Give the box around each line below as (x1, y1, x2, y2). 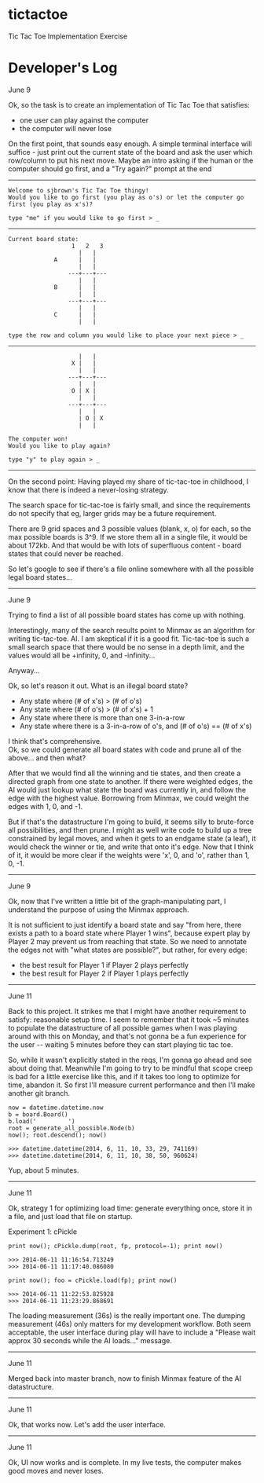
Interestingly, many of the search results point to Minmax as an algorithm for (8, 625, 255, 635)
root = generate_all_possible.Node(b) (8, 1124, 135, 1132)
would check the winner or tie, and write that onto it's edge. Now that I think (8, 842, 254, 851)
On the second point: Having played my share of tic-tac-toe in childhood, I (8, 477, 249, 486)
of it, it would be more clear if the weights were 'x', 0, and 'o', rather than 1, (8, 850, 250, 859)
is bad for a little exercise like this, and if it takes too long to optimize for (8, 1071, 241, 1081)
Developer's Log (8, 59, 118, 77)
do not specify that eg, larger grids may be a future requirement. (8, 508, 217, 518)
